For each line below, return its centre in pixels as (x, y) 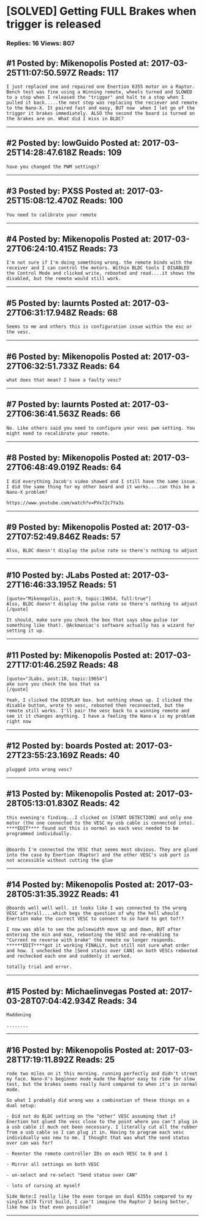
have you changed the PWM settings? (53, 167)
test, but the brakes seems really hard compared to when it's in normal (102, 1085)
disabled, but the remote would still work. (64, 279)
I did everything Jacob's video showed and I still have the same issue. (102, 481)
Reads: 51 (98, 584)
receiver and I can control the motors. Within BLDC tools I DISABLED (98, 268)
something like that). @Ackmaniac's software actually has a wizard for (101, 626)
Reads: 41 (100, 895)
